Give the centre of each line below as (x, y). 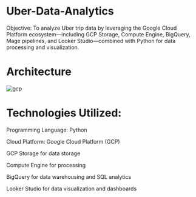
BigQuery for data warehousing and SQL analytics (69, 176)
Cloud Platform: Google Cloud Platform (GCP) (63, 141)
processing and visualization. (43, 47)
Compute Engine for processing (46, 165)
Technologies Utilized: (64, 113)
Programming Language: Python (47, 130)
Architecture (39, 72)
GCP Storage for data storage (43, 153)
